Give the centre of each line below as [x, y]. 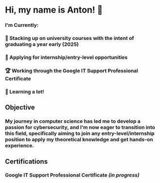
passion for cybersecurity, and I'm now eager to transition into [80, 128]
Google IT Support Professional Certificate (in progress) [72, 175]
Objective [20, 107]
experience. [19, 146]
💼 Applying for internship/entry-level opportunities [66, 57]
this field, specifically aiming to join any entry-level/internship [80, 133]
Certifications [26, 161]
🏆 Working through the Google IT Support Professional [72, 71]
